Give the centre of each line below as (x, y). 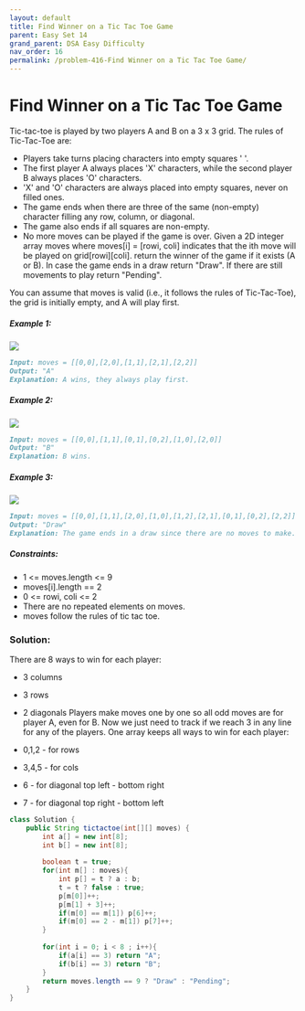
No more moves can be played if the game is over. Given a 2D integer (153, 236)
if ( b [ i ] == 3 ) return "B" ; (110, 964)
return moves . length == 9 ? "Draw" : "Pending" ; (137, 981)
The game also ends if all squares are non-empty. (116, 226)
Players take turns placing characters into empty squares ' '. (136, 158)
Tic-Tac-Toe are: (41, 140)
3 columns (42, 676)
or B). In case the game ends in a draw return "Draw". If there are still (152, 265)
